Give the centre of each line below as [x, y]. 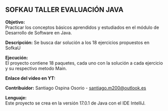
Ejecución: [17, 58]
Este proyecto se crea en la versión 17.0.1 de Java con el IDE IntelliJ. [75, 103]
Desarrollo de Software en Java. [39, 33]
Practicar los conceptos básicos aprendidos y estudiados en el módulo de [82, 27]
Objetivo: [15, 22]
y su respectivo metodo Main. [36, 68]
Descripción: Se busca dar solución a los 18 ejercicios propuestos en [77, 42]
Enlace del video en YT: [30, 78]
